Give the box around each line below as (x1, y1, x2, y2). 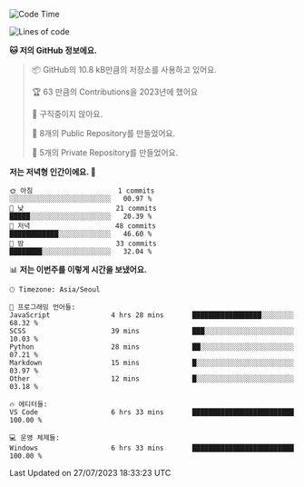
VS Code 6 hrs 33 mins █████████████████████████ (9, 408, 295, 417)
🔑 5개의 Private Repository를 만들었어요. (31, 147, 179, 158)
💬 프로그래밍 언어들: (9, 303, 76, 312)
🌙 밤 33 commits (9, 239, 157, 248)
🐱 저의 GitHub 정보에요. (9, 45, 97, 55)
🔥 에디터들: (9, 400, 48, 409)
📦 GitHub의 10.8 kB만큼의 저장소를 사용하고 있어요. (31, 65, 218, 75)
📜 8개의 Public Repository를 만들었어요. (31, 128, 175, 138)
